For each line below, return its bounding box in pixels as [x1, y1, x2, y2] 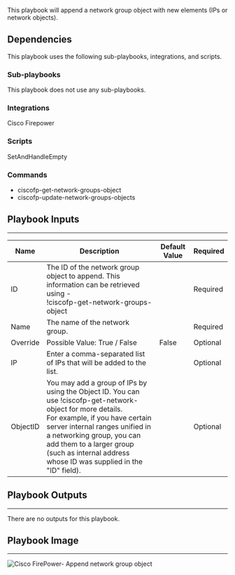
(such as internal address [46, 448, 130, 457]
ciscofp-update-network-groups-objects [17, 193, 136, 202]
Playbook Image [7, 535, 79, 547]
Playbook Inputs [7, 214, 80, 226]
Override [10, 338, 40, 347]
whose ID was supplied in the [46, 457, 143, 466]
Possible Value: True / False [46, 338, 138, 347]
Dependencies [7, 34, 72, 46]
